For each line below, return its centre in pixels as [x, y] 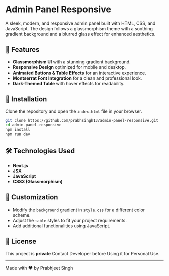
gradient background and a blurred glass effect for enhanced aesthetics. [80, 34]
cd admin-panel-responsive [33, 125]
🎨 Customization [32, 197]
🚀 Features [22, 50]
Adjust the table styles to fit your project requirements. [69, 220]
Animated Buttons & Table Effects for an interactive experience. [79, 73]
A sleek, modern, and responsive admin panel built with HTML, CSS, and [80, 23]
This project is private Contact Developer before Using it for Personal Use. [82, 253]
